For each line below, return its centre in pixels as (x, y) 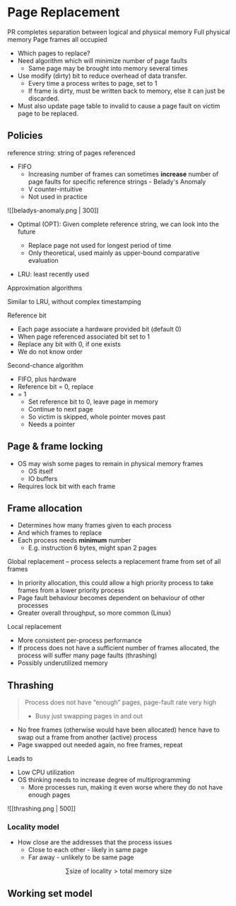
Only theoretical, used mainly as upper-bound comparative (114, 253)
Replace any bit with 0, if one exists (69, 344)
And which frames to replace (60, 533)
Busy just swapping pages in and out (89, 716)
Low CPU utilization (46, 772)
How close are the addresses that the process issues (95, 842)
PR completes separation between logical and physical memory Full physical (119, 32)
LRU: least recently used (53, 274)
